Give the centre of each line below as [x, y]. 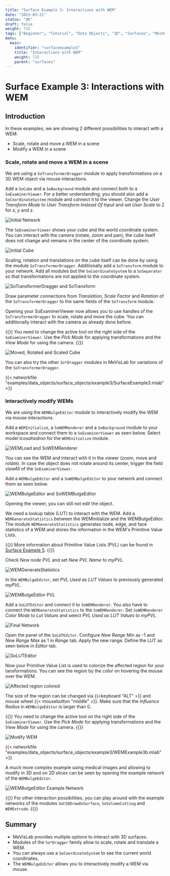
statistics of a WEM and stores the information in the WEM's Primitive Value [84, 529]
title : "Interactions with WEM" [48, 52]
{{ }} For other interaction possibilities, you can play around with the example [85, 798]
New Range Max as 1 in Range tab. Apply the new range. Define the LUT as [84, 640]
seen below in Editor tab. [31, 646]
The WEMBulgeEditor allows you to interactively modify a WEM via [80, 864]
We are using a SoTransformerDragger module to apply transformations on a [84, 173]
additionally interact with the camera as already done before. [69, 322]
